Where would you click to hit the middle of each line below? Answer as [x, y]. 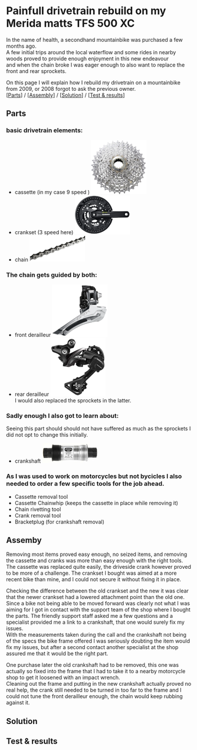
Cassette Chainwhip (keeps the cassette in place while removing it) [96, 503]
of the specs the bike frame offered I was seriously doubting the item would [98, 641]
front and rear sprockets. [36, 71]
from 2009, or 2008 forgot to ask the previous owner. [71, 89]
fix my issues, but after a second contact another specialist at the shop [92, 647]
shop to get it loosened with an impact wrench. [63, 677]
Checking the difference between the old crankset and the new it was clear [97, 591]
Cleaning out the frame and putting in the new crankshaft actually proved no [99, 684]
